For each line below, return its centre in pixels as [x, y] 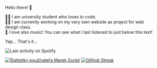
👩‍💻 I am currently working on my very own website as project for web [75, 22]
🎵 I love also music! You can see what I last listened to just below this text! [79, 32]
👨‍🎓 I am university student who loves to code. [51, 17]
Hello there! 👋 [19, 7]
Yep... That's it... [21, 41]
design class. [18, 27]
